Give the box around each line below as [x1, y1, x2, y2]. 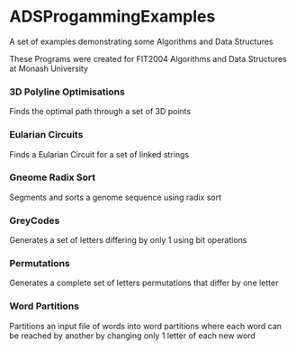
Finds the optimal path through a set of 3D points [9, 106, 192, 117]
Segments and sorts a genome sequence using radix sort [9, 192, 222, 202]
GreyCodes [9, 214, 60, 227]
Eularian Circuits [9, 129, 84, 141]
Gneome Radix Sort [9, 171, 96, 184]
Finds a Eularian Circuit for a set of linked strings [9, 148, 190, 159]
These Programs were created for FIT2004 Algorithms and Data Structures [9, 53, 287, 64]
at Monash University [9, 63, 88, 74]
